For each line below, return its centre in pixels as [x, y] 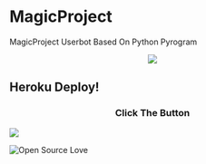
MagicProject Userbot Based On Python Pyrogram [103, 42]
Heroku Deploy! [54, 87]
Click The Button [152, 113]
